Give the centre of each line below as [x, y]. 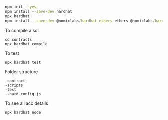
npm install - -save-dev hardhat [39, 11]
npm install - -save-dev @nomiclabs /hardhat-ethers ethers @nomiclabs [79, 21]
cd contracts [19, 40]
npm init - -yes [21, 7]
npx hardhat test [23, 62]
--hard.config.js [23, 94]
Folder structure [22, 72]
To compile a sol [22, 30]
